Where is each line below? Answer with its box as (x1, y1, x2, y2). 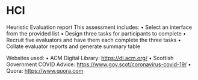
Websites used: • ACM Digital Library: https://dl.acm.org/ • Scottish (6, 54, 174, 61)
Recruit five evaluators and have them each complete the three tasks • (6, 36, 182, 43)
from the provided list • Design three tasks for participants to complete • (6, 29, 187, 37)
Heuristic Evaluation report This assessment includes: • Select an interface (6, 23, 193, 31)
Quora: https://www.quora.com (6, 67, 84, 74)
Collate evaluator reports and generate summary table (6, 43, 140, 50)
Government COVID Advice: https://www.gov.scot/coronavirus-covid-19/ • (6, 61, 191, 68)
